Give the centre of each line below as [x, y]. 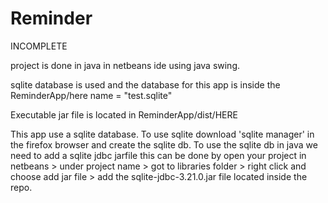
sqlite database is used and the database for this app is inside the [145, 84]
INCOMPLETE [39, 46]
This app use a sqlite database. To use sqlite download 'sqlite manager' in [162, 134]
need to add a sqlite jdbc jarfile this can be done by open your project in [158, 155]
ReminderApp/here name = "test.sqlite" [91, 95]
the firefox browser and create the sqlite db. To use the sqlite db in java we [164, 144]
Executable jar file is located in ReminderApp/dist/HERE [124, 114]
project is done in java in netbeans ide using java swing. [125, 65]
